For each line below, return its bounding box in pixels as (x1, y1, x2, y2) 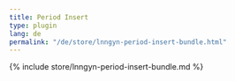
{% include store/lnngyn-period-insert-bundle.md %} (9, 62, 204, 72)
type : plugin (9, 21, 57, 30)
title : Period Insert (9, 12, 89, 22)
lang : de (9, 29, 42, 38)
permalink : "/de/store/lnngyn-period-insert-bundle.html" (9, 37, 227, 47)
